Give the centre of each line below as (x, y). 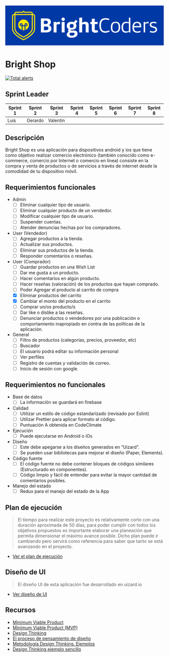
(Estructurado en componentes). (54, 469)
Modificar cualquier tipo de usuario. (57, 216)
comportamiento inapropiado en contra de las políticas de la (82, 324)
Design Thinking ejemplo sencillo (47, 649)
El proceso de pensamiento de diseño (52, 638)
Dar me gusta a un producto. (50, 272)
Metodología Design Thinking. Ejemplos (54, 644)
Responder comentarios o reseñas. (56, 256)
